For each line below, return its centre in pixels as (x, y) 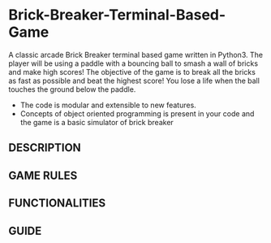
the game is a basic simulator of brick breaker (97, 122)
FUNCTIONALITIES (57, 204)
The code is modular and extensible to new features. (108, 105)
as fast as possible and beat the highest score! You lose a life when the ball (134, 80)
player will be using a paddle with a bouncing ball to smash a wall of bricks (133, 63)
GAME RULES (43, 175)
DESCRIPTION (45, 148)
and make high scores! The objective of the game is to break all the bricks (132, 72)
